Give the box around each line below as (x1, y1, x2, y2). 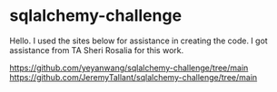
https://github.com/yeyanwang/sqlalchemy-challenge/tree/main (9, 62, 249, 73)
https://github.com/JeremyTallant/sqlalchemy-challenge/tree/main (9, 71, 258, 82)
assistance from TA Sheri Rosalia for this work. (9, 44, 184, 55)
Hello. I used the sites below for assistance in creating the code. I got (9, 35, 268, 46)
